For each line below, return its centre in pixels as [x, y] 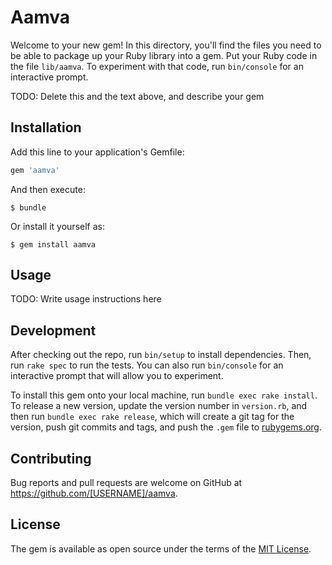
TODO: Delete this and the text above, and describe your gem [137, 96]
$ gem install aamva [53, 244]
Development [53, 330]
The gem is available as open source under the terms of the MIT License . [161, 548]
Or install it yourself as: [57, 226]
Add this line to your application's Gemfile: [97, 152]
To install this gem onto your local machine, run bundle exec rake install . [164, 395]
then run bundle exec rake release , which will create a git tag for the [152, 417]
